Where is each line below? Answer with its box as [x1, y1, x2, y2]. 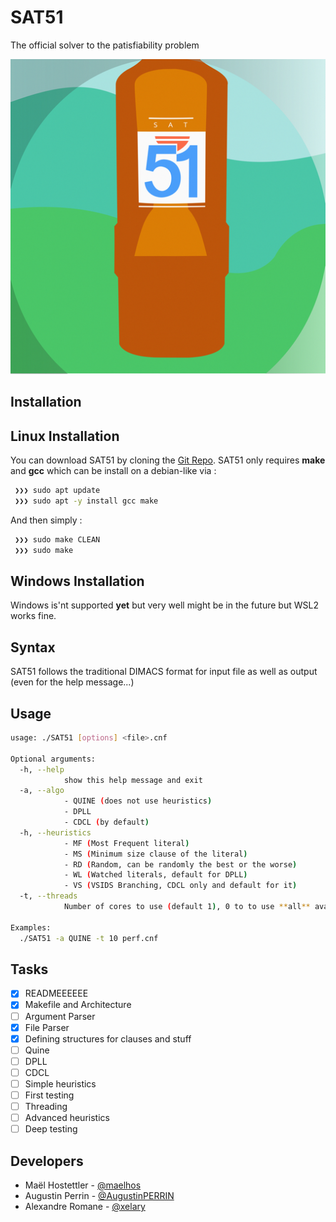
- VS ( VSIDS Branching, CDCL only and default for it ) [63, 881, 298, 891]
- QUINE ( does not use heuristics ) [63, 796, 213, 806]
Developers [10, 1152, 84, 1170]
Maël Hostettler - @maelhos [24, 1179, 142, 1191]
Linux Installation [10, 427, 120, 445]
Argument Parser [24, 1010, 96, 1022]
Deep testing [24, 1123, 78, 1135]
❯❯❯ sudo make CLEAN [14, 534, 101, 545]
